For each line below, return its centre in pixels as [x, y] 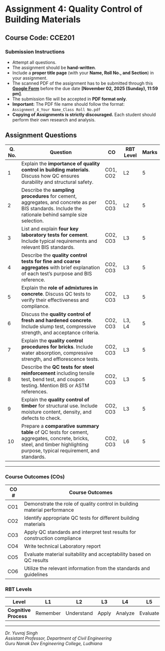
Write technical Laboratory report [62, 546]
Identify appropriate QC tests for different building [82, 518]
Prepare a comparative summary [60, 426]
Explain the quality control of [55, 399]
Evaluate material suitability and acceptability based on [87, 554]
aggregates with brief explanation [61, 267]
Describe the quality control [54, 255]
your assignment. [30, 78]
